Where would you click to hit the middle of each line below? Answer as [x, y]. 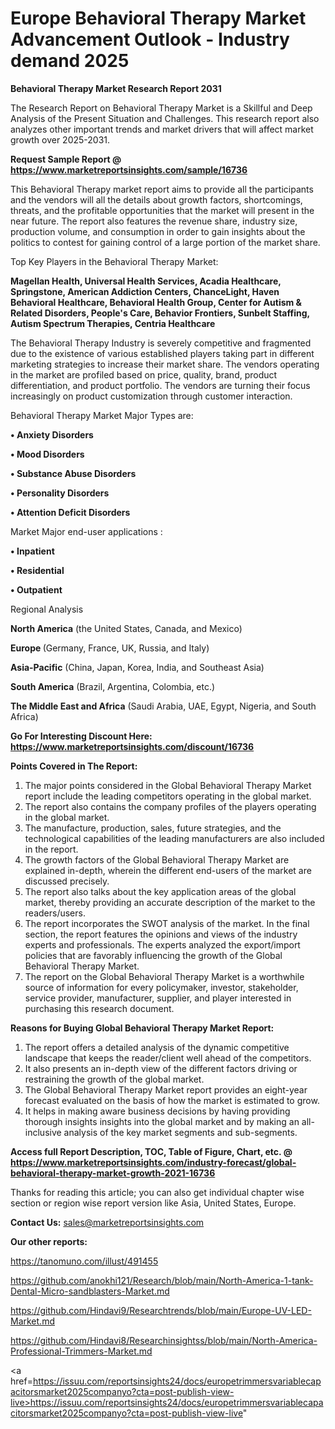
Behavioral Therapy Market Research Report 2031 [116, 88]
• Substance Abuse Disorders [73, 473]
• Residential [37, 570]
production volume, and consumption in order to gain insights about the [158, 231]
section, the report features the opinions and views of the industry [161, 934]
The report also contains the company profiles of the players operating [170, 806]
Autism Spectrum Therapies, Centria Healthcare [113, 323]
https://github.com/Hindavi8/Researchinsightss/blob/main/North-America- [164, 1340]
